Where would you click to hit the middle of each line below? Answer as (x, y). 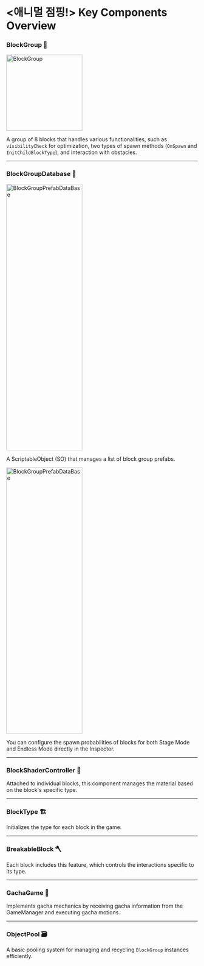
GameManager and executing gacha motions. (63, 912)
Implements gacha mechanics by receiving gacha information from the (95, 906)
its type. (16, 871)
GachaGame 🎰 (28, 892)
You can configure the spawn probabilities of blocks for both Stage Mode (98, 742)
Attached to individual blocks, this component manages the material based (100, 783)
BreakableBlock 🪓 (34, 849)
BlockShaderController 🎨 (44, 770)
